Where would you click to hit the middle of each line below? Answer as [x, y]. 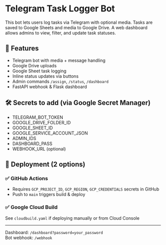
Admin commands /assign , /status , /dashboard [60, 81]
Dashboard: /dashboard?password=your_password [54, 232]
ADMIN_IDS [24, 138]
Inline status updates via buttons [45, 76]
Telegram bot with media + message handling [59, 60]
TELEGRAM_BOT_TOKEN [38, 117]
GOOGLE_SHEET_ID [32, 128]
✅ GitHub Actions [27, 178]
